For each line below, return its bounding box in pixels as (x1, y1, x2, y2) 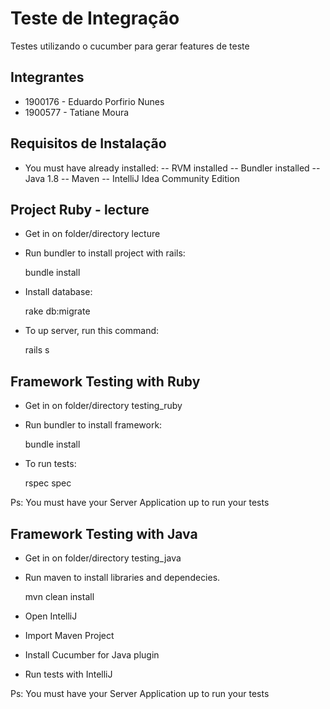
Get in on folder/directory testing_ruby (24, 400, 183, 412)
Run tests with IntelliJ (24, 668, 113, 680)
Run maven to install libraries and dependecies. (24, 572, 221, 583)
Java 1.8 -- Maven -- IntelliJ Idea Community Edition (24, 172, 240, 184)
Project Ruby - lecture (10, 201, 150, 218)
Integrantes (10, 69, 85, 86)
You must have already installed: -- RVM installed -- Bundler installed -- (24, 162, 321, 174)
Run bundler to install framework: (24, 419, 163, 431)
